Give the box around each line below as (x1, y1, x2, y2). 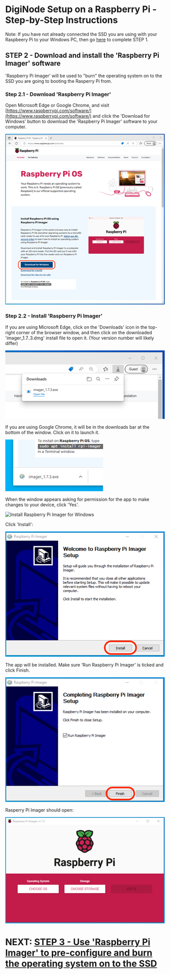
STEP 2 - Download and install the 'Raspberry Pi (5, 51, 159, 60)
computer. (5, 124, 27, 130)
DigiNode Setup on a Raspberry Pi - (5, 4, 157, 15)
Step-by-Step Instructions (5, 14, 118, 26)
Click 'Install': (5, 521, 33, 527)
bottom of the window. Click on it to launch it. (5, 429, 100, 435)
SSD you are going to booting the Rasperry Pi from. (5, 78, 112, 84)
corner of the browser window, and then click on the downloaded (16, 329, 152, 335)
